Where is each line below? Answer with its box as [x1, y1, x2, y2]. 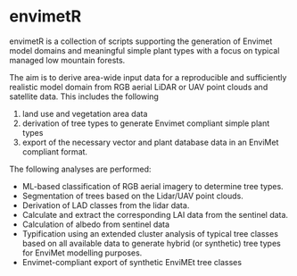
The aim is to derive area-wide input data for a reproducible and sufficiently [9, 71, 287, 82]
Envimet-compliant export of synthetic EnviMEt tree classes [21, 256, 243, 267]
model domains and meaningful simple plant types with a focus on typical [9, 45, 280, 55]
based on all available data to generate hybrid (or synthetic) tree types [21, 238, 281, 248]
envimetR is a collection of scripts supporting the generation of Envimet [9, 36, 273, 46]
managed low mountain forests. [9, 54, 126, 65]
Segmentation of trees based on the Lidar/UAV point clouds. [21, 190, 243, 201]
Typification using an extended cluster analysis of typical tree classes [21, 228, 279, 238]
